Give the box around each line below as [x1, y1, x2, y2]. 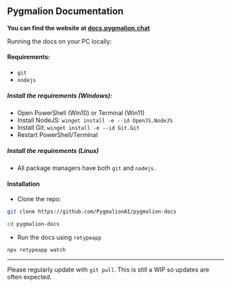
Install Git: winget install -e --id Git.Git [16, 123, 140, 132]
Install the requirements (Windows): [7, 91, 113, 99]
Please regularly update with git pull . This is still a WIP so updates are [7, 265, 210, 274]
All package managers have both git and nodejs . [16, 163, 156, 172]
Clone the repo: [16, 195, 62, 203]
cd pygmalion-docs [7, 220, 60, 228]
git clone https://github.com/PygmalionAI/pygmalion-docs [7, 208, 177, 216]
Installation [7, 179, 40, 188]
